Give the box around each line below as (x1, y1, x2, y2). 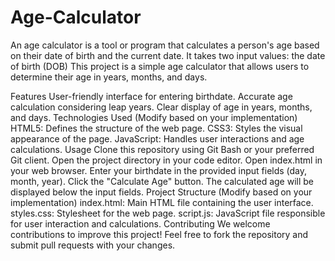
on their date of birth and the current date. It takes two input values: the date (10, 49, 326, 61)
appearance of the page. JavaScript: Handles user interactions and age (10, 132, 305, 145)
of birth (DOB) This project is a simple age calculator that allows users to (10, 60, 310, 72)
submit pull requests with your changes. (10, 239, 176, 251)
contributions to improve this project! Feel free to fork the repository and (10, 228, 309, 240)
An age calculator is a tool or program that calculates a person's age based (10, 39, 320, 51)
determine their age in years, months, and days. (10, 71, 208, 83)
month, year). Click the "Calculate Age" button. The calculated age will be (10, 175, 314, 187)
